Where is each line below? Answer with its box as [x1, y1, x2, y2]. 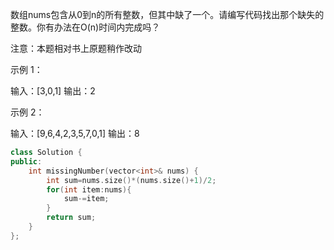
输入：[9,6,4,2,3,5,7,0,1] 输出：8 [10, 128, 140, 139]
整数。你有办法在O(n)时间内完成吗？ [10, 21, 161, 33]
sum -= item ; [63, 194, 110, 204]
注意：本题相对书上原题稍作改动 [10, 43, 142, 54]
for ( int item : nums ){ [46, 184, 132, 195]
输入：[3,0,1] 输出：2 [10, 85, 96, 97]
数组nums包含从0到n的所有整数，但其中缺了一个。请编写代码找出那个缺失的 [10, 9, 325, 20]
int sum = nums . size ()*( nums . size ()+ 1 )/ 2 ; [46, 175, 217, 185]
